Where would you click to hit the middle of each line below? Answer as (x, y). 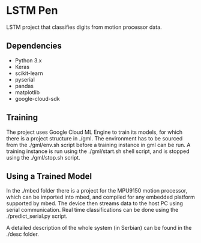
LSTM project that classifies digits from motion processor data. (84, 27)
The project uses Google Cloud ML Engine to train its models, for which (94, 132)
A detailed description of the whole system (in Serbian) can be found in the (99, 228)
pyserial (25, 79)
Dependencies (34, 46)
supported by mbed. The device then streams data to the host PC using (94, 203)
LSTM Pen (32, 10)
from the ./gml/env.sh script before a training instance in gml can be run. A (98, 145)
